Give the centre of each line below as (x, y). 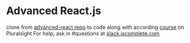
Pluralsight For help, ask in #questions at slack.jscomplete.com (83, 33)
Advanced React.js (54, 11)
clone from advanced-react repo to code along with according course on (95, 27)
